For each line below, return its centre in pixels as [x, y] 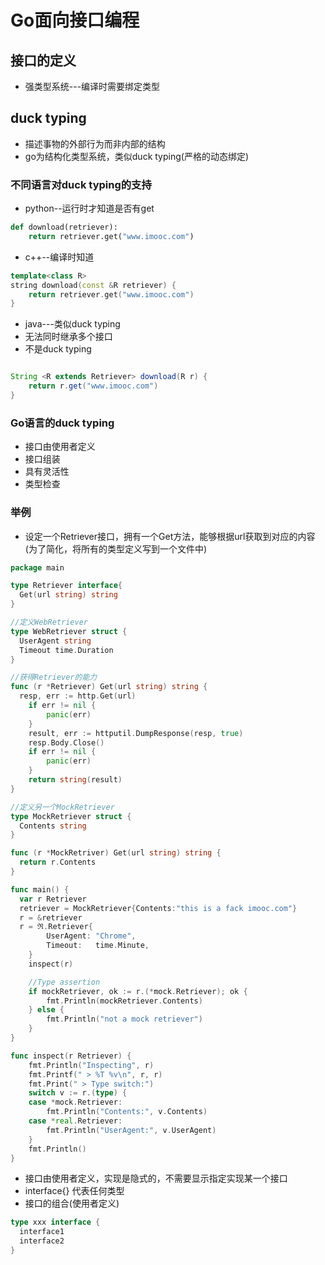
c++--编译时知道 [59, 257]
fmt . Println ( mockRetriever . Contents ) [124, 1001]
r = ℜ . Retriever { [56, 927]
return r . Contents [58, 862]
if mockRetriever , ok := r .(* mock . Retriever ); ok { [138, 991]
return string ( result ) [75, 780]
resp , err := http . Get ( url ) [78, 696]
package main [37, 567]
